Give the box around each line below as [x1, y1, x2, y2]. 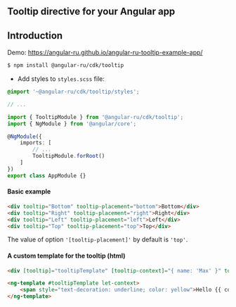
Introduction [7, 30, 63, 42]
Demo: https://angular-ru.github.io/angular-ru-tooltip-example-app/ [7, 49, 203, 57]
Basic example [7, 187, 51, 196]
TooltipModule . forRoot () [32, 153, 105, 160]
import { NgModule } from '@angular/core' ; [7, 120, 137, 127]
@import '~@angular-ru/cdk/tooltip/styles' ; [7, 88, 140, 96]
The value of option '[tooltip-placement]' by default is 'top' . [7, 235, 188, 244]
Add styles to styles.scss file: [17, 75, 105, 83]
